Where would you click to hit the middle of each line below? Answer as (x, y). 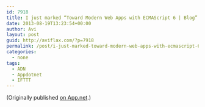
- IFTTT (22, 80)
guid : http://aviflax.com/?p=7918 (50, 40)
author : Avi (21, 29)
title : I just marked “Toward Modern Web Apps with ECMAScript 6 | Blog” (102, 18)
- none (20, 57)
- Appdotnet (27, 75)
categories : (21, 52)
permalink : (20, 46)
